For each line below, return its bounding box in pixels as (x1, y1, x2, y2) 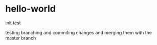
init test (5, 20, 21, 26)
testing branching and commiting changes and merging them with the (5, 29, 152, 35)
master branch (5, 35, 36, 41)
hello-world (5, 3, 56, 15)
